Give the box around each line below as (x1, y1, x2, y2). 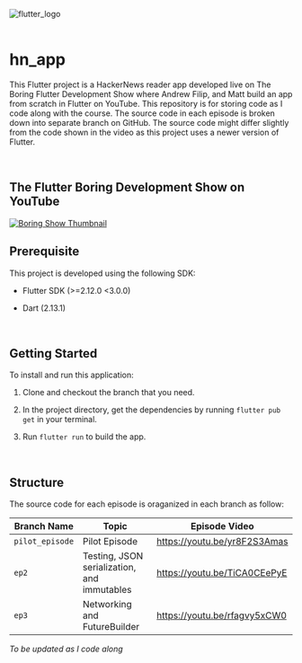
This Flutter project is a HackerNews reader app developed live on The (9, 79, 271, 90)
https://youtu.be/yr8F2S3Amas (156, 535, 289, 548)
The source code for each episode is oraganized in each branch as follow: (9, 499, 285, 509)
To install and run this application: (9, 369, 134, 381)
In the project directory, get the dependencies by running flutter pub (22, 404, 281, 415)
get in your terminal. (22, 414, 97, 425)
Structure (9, 474, 65, 490)
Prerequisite (9, 243, 80, 260)
